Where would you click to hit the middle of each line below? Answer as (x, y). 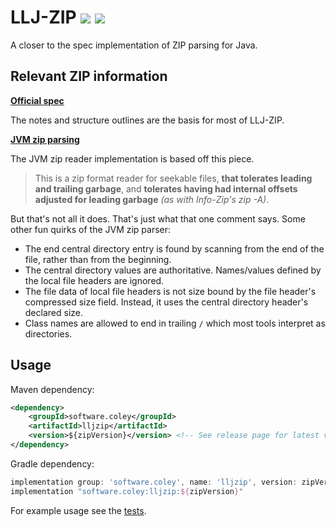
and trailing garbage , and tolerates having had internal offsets (166, 188)
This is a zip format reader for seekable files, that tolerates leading (173, 178)
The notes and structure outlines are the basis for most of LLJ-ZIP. (147, 120)
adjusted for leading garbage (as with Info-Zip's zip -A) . (152, 199)
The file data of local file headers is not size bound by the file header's (170, 291)
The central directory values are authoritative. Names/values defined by (173, 270)
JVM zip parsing (45, 139)
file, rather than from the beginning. (98, 259)
